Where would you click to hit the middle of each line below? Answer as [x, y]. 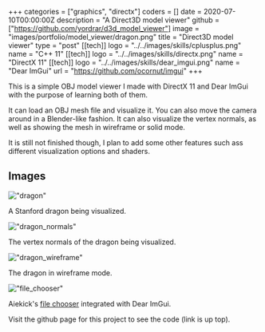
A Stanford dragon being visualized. [67, 211]
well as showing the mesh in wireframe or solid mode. [97, 127]
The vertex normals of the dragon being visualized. [92, 242]
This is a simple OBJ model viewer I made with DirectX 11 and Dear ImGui [129, 86]
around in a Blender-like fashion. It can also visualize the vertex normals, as [132, 119]
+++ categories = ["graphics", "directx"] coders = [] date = [105, 12]
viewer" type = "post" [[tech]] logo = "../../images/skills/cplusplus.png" [125, 45]
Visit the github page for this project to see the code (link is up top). [119, 319]
